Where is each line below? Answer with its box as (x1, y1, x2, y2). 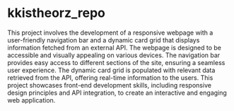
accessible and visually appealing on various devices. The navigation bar (7, 51, 221, 59)
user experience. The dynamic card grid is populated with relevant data (7, 66, 216, 74)
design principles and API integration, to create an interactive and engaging (7, 88, 228, 97)
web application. (7, 95, 56, 104)
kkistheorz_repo (7, 5, 106, 21)
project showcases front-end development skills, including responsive (7, 81, 212, 89)
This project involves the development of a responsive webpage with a (7, 28, 213, 37)
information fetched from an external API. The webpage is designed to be (7, 43, 221, 52)
